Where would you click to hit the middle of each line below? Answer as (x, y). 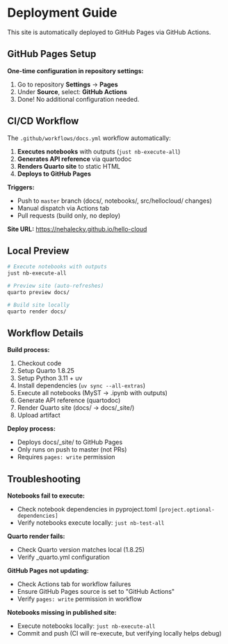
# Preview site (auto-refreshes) (56, 286)
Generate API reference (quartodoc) (69, 400)
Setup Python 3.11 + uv (50, 378)
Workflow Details (45, 333)
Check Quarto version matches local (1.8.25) (81, 550)
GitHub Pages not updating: (48, 571)
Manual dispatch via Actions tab (63, 208)
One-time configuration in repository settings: (75, 70)
